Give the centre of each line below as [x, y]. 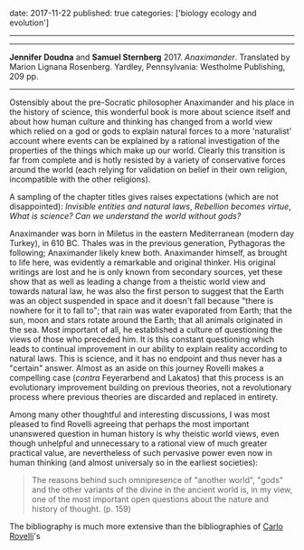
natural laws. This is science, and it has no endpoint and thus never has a [146, 358]
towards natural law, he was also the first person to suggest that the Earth [147, 291]
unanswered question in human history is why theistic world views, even [144, 434]
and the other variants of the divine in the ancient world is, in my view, [162, 489]
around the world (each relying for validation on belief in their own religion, [148, 170]
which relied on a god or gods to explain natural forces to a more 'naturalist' [151, 131]
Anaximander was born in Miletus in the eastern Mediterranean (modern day [152, 233]
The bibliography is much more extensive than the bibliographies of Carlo [146, 526]
